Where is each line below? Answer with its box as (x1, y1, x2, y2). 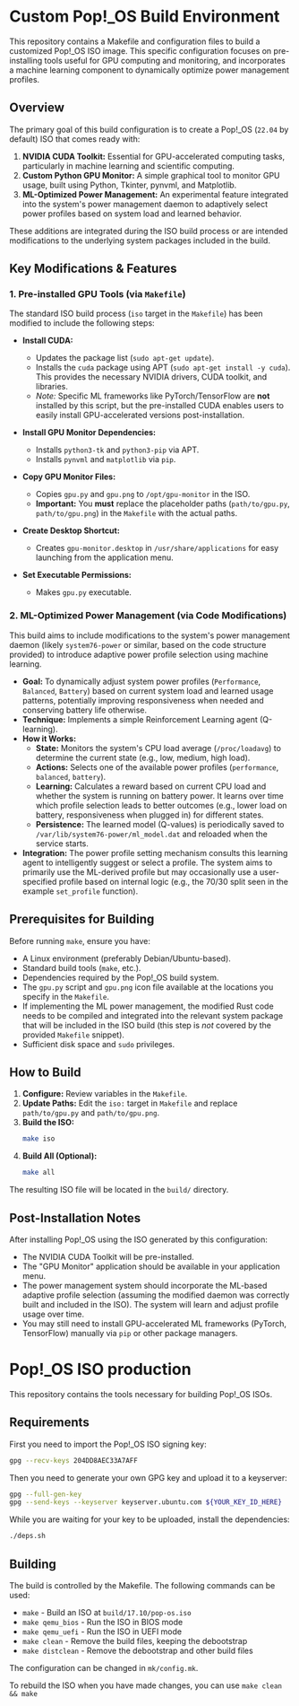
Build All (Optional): (21, 1150, 98, 1161)
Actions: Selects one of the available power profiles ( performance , (35, 761, 279, 773)
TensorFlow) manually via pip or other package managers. (21, 1327, 239, 1338)
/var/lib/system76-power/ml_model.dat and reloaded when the (35, 828, 269, 839)
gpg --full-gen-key (9, 1490, 82, 1499)
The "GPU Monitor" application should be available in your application (21, 1261, 280, 1272)
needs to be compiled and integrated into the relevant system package (21, 1010, 284, 1020)
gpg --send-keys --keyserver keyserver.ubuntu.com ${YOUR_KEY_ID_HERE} (9, 1498, 282, 1507)
